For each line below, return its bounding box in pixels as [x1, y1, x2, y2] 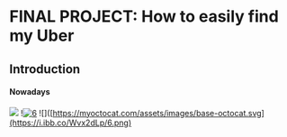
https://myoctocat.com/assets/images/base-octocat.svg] [52, 107, 265, 118]
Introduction [9, 61, 81, 77]
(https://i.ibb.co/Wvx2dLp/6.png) [9, 117, 132, 128]
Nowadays [9, 87, 51, 97]
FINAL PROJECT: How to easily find [9, 6, 279, 27]
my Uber [9, 25, 75, 46]
